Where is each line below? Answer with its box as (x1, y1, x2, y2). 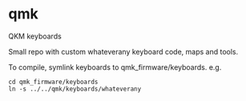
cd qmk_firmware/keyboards (8, 78, 99, 86)
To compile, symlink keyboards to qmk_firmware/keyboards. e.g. (8, 62, 222, 72)
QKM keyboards (8, 31, 62, 41)
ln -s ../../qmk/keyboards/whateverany (8, 85, 142, 93)
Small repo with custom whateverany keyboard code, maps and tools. (8, 46, 239, 56)
